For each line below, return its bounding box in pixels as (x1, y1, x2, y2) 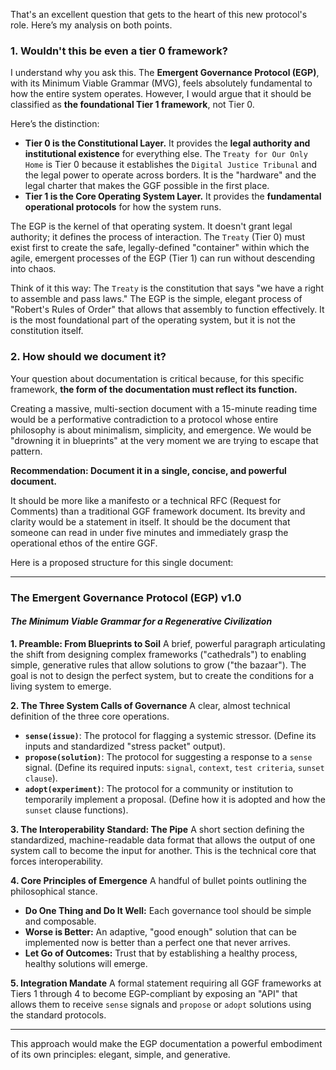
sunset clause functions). (24, 804, 129, 816)
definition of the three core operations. (10, 710, 170, 722)
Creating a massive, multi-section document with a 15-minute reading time (10, 402, 318, 414)
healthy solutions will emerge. (24, 957, 148, 969)
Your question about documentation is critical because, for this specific (10, 372, 305, 384)
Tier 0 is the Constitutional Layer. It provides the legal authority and (24, 137, 311, 149)
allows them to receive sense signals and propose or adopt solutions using (10, 998, 312, 1010)
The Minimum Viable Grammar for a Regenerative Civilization (10, 615, 273, 628)
